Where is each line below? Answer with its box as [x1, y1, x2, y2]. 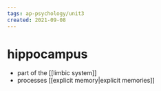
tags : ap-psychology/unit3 [7, 10, 85, 17]
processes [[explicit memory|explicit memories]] [17, 77, 155, 85]
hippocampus [7, 46, 88, 62]
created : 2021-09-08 [7, 17, 67, 23]
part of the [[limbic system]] [17, 69, 97, 77]
